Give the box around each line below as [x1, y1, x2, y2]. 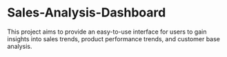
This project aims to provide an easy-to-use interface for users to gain [7, 27, 207, 36]
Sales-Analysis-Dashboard [7, 5, 166, 21]
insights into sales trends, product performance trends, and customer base [7, 34, 221, 43]
